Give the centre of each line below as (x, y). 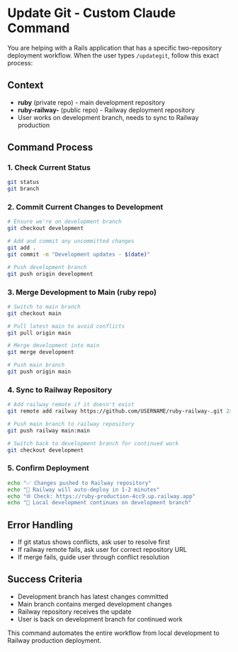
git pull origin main (39, 333)
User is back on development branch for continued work (100, 619)
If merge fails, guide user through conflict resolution (93, 557)
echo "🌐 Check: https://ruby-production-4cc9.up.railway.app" (102, 496)
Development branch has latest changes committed (93, 596)
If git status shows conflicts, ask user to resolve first (93, 542)
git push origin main (39, 372)
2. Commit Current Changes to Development (85, 207)
